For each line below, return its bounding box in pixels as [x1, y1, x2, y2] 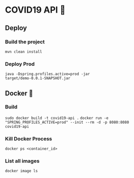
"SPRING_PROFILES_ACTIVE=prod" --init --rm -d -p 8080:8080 [5, 120, 130, 125]
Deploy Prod [5, 60, 35, 67]
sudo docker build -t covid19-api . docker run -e [5, 115, 109, 121]
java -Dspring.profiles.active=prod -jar [5, 71, 90, 77]
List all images [5, 158, 40, 164]
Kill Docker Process [5, 135, 52, 142]
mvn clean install [5, 49, 42, 54]
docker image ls [5, 169, 38, 174]
